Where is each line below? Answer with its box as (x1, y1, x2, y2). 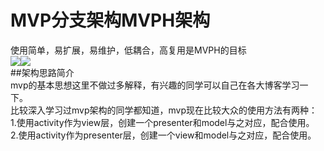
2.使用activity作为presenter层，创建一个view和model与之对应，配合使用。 (10, 129, 317, 141)
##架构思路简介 (10, 66, 75, 78)
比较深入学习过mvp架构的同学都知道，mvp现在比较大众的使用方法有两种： (10, 104, 318, 116)
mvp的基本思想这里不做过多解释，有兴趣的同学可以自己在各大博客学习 (10, 79, 300, 91)
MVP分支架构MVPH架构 (10, 9, 211, 32)
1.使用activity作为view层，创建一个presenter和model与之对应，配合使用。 (10, 116, 315, 128)
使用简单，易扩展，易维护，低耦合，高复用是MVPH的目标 (10, 44, 247, 56)
